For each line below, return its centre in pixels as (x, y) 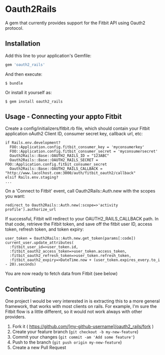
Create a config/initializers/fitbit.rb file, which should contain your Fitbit (78, 128)
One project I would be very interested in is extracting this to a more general (82, 301)
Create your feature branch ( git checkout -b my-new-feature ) (75, 332)
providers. (16, 317)
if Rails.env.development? (33, 143)
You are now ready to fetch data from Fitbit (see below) (61, 274)
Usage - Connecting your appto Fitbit (63, 117)
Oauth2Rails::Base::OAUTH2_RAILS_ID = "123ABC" (60, 156)
